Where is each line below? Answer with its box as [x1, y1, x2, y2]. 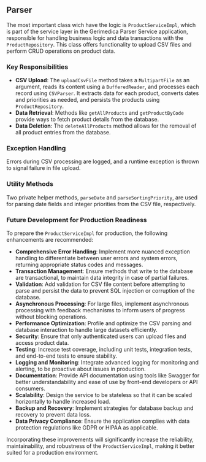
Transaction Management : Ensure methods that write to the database [15, 268, 193, 275]
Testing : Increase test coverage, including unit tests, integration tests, [15, 346, 193, 353]
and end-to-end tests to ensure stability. [15, 352, 118, 360]
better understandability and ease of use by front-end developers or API [15, 379, 198, 385]
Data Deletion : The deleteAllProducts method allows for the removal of [15, 122, 197, 129]
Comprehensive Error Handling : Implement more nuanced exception [15, 248, 190, 255]
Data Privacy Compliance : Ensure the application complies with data [15, 417, 190, 425]
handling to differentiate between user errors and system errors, [15, 255, 178, 261]
